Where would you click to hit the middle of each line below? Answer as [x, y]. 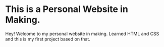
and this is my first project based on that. [48, 39]
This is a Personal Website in [67, 9]
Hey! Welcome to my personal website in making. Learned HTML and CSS [82, 33]
